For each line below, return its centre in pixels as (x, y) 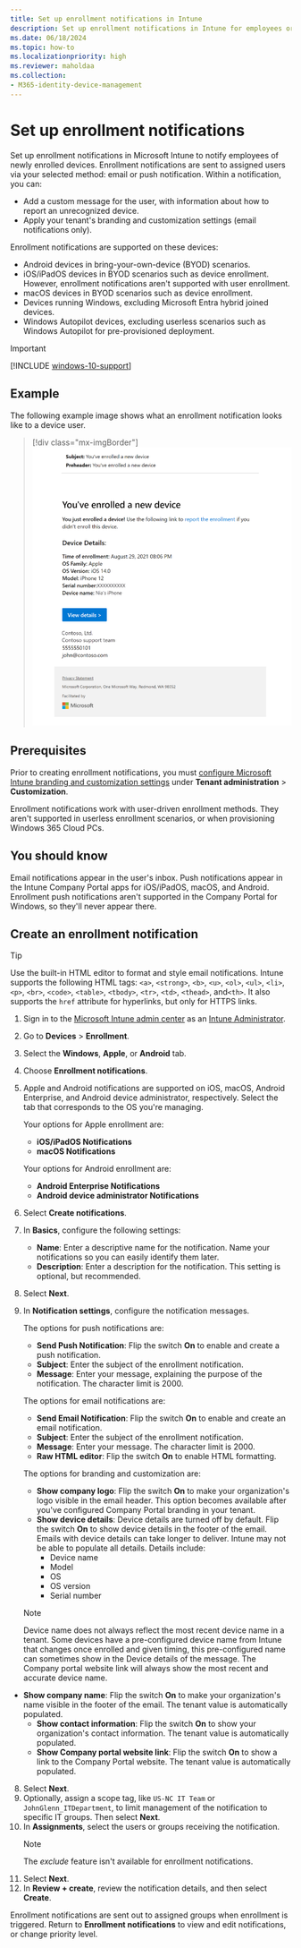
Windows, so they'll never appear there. (84, 906)
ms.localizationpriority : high (68, 57)
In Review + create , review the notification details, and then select (145, 1888)
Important (28, 348)
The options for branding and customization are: (112, 1474)
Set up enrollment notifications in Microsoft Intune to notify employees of (145, 155)
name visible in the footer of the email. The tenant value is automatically (155, 1704)
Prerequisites (48, 751)
